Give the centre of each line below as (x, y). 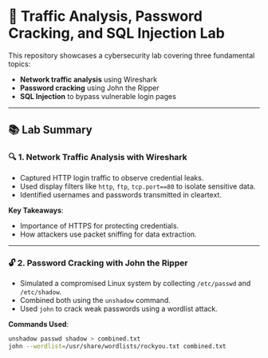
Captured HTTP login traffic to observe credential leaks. (112, 177)
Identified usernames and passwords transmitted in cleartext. (120, 194)
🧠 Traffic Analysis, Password (106, 16)
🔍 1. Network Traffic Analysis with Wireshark (98, 157)
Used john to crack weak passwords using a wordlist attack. (118, 308)
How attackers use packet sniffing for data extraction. (108, 234)
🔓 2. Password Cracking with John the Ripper (98, 263)
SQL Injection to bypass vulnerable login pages (98, 96)
